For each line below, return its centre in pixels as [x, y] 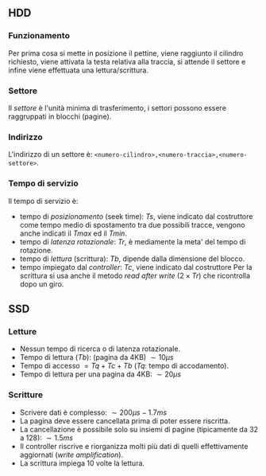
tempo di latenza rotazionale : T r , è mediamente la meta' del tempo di [133, 241]
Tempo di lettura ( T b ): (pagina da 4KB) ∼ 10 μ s [96, 357]
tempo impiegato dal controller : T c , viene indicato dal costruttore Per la [136, 267]
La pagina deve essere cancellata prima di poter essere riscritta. [125, 420]
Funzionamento [39, 36]
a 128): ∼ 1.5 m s [46, 438]
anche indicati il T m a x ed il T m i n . [73, 233]
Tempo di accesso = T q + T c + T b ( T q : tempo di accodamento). [124, 366]
